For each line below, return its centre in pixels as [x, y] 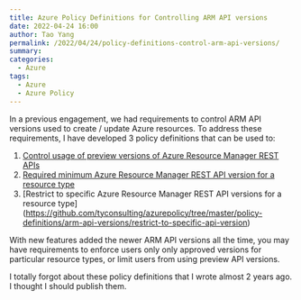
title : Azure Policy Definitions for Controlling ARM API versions [139, 18]
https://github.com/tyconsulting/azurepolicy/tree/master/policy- [144, 213]
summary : [26, 51]
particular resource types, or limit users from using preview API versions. [145, 259]
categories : [32, 59]
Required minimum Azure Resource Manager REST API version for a [148, 174]
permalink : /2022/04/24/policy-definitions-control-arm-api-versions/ [145, 43]
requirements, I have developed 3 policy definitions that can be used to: [142, 138]
